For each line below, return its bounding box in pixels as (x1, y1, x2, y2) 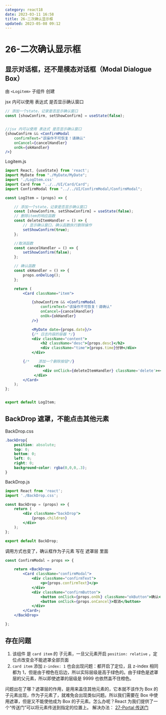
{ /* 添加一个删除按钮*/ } (23, 359, 75, 364)
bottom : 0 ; (14, 451, 37, 456)
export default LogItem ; (5, 400, 56, 405)
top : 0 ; (14, 447, 30, 452)
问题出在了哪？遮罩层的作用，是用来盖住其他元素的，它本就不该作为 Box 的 (5, 686, 158, 692)
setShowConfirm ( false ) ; (23, 250, 72, 255)
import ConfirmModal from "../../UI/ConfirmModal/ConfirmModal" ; (5, 186, 142, 191)
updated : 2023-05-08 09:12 (5, 21, 61, 26)
